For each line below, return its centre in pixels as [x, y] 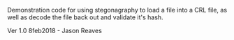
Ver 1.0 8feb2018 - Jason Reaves [55, 31]
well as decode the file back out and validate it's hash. [85, 17]
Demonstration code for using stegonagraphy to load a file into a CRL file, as [117, 10]
